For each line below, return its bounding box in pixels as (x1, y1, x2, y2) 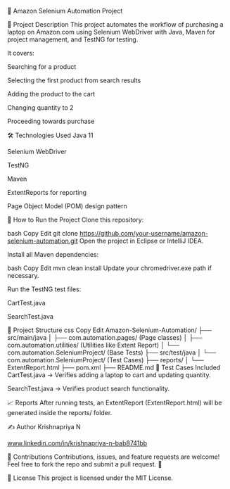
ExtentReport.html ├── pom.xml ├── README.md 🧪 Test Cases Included (7, 363, 221, 371)
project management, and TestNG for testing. (7, 35, 139, 44)
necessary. (7, 272, 40, 279)
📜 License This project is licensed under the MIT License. (7, 474, 174, 482)
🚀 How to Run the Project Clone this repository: (7, 215, 144, 224)
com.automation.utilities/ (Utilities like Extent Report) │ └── (7, 341, 180, 349)
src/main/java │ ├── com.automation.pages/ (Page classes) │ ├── (7, 334, 203, 341)
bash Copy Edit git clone (7, 229, 79, 237)
